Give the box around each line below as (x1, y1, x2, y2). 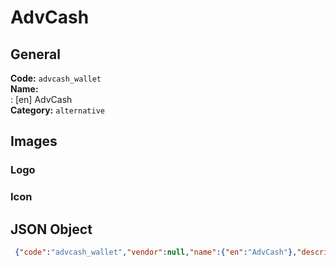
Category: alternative (10, 104, 105, 116)
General (10, 46, 62, 63)
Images (10, 133, 58, 150)
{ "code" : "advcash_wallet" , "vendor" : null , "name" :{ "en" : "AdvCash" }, (14, 247, 298, 258)
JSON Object (10, 221, 93, 238)
